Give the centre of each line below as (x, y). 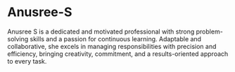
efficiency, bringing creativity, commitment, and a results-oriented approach (118, 54)
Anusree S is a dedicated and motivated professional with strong (101, 31)
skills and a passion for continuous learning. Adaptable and (116, 38)
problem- (209, 31)
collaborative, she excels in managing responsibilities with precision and (112, 46)
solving (18, 38)
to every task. (27, 61)
